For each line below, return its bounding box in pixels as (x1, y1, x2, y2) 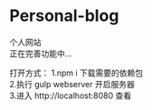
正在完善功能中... (9, 47, 72, 59)
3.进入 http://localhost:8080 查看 (9, 90, 132, 101)
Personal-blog (9, 5, 119, 26)
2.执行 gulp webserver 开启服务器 (9, 78, 136, 89)
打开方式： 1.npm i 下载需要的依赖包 (9, 67, 144, 78)
